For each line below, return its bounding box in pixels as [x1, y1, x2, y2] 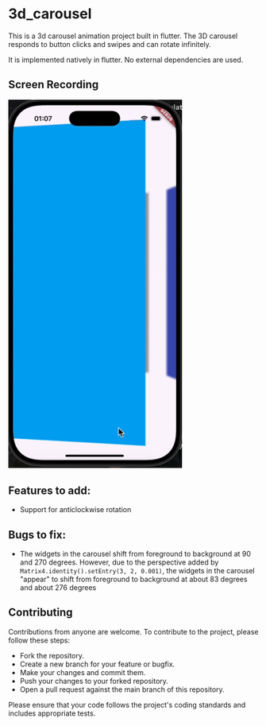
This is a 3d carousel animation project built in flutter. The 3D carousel [8, 31, 238, 41]
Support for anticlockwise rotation [19, 505, 132, 514]
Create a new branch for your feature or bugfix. [19, 659, 175, 669]
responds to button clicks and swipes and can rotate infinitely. [8, 39, 212, 49]
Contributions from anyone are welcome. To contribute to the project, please [8, 627, 259, 636]
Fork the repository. [19, 650, 85, 660]
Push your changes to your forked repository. [19, 676, 169, 685]
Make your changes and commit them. [19, 667, 146, 677]
